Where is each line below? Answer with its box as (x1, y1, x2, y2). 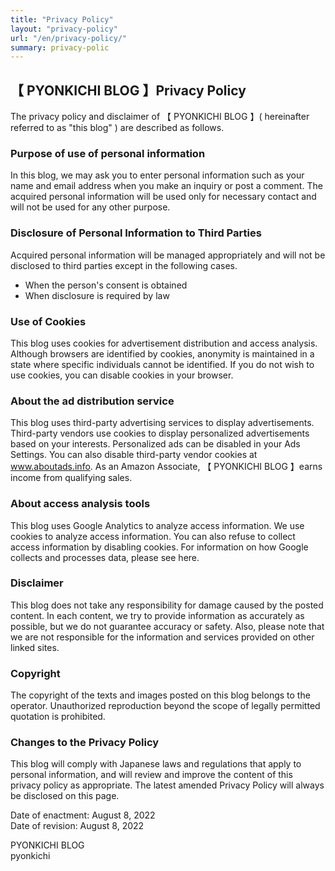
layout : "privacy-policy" (10, 24, 118, 34)
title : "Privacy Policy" (10, 14, 114, 25)
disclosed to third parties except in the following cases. (10, 259, 238, 271)
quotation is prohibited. (10, 711, 106, 723)
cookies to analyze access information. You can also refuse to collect (10, 530, 296, 542)
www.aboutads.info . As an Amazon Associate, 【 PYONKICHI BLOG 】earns (10, 461, 323, 473)
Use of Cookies (10, 314, 87, 328)
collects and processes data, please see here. (10, 551, 200, 563)
